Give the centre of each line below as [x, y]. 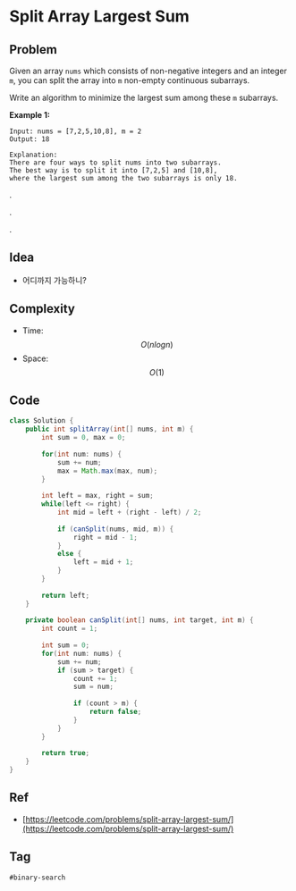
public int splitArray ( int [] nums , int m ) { [110, 429]
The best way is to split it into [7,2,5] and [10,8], [114, 171]
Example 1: [30, 115]
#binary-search [38, 878]
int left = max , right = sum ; [97, 496]
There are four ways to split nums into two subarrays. [115, 163]
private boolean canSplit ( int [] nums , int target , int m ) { [140, 620]
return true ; [66, 753]
